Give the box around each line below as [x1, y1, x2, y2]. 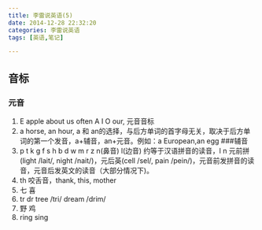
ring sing [19, 212, 49, 221]
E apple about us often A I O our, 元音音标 [19, 116, 155, 126]
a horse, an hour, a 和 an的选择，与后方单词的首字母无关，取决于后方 [19, 126, 244, 135]
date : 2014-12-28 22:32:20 [8, 19, 97, 27]
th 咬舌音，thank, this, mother [19, 175, 116, 185]
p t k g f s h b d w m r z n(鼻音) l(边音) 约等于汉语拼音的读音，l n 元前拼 [19, 146, 250, 155]
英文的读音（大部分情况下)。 [61, 165, 153, 175]
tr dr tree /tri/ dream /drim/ [19, 194, 106, 203]
